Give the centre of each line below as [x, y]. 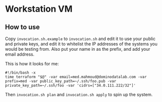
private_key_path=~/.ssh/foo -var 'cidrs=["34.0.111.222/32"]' [71, 85]
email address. [20, 54]
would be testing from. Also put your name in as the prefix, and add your [78, 49]
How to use [22, 27]
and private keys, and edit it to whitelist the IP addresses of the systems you [81, 44]
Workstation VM [39, 9]
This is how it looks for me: [32, 64]
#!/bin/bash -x [20, 73]
